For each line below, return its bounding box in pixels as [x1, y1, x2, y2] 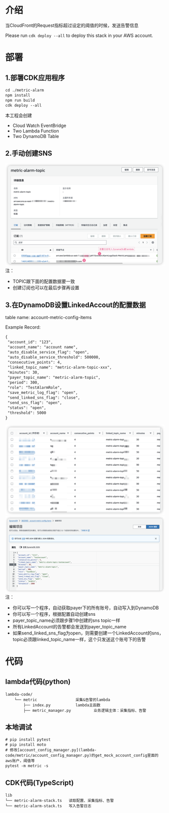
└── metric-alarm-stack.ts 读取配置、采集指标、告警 [5, 798, 114, 803]
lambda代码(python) [5, 677, 71, 686]
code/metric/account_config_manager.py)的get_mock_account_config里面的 [5, 753, 159, 758]
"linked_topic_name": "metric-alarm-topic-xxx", [7, 365, 112, 370]
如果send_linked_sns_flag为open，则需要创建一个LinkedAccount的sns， [12, 630, 164, 636]
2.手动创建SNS [5, 149, 52, 158]
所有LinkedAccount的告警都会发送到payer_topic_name [12, 623, 126, 629]
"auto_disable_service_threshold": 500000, [7, 355, 101, 360]
